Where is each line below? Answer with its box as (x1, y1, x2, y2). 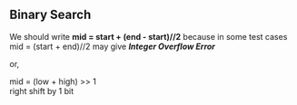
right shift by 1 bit (9, 85, 74, 96)
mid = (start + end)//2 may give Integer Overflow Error (9, 41, 216, 52)
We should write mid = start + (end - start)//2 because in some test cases (9, 31, 288, 42)
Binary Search (9, 7, 92, 23)
